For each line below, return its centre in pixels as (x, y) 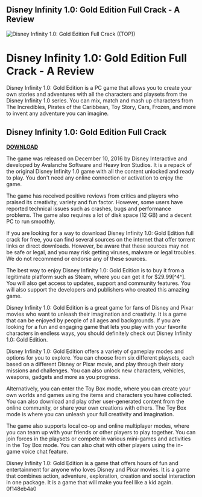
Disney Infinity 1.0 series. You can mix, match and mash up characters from (100, 100)
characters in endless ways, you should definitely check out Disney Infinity (99, 333)
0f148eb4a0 (21, 489)
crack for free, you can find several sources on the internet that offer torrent (101, 239)
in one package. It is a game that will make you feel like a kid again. (90, 482)
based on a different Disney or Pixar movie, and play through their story (95, 364)
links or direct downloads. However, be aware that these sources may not (97, 246)
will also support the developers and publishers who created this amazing (98, 289)
